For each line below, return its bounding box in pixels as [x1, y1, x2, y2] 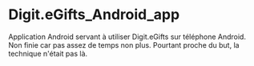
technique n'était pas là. [8, 49, 88, 58]
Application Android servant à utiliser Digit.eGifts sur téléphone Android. [8, 32, 247, 41]
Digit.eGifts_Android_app [8, 6, 180, 24]
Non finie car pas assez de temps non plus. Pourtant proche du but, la [8, 40, 240, 49]
